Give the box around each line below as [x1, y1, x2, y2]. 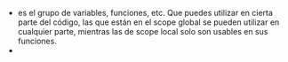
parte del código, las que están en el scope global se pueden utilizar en [17, 17, 280, 27]
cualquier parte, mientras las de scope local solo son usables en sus [17, 27, 268, 36]
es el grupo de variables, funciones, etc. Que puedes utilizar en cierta [17, 8, 274, 18]
